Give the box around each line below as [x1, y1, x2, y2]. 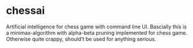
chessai [6, 4, 45, 17]
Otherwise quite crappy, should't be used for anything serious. [6, 35, 156, 42]
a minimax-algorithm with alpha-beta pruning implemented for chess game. [6, 29, 188, 36]
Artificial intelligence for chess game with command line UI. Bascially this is [6, 23, 187, 30]
